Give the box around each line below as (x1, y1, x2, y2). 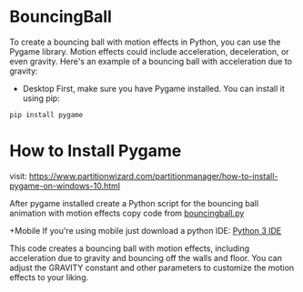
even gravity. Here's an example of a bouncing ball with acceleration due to (9, 55, 293, 66)
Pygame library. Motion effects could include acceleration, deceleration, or (9, 45, 289, 56)
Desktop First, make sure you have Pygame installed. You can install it (22, 83, 285, 94)
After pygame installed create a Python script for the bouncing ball (9, 197, 259, 208)
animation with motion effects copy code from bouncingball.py (9, 207, 245, 218)
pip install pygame (9, 110, 84, 119)
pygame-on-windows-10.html (9, 180, 121, 191)
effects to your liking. (9, 271, 89, 283)
